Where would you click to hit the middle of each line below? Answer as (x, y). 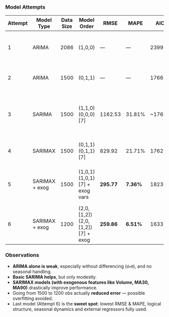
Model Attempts (25, 7)
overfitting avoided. (33, 298)
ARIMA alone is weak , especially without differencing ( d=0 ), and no (82, 266)
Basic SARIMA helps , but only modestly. (55, 277)
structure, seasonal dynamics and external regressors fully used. (80, 309)
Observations (22, 255)
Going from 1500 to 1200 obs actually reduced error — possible (79, 293)
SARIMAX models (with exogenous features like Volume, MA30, (81, 282)
